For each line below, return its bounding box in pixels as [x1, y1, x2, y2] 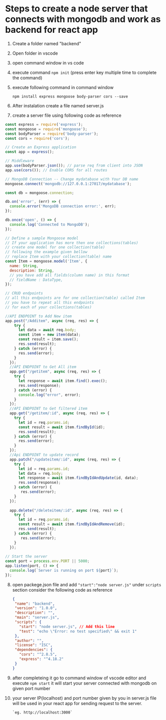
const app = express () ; [5, 150, 55, 155]
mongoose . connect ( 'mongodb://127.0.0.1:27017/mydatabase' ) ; [5, 181, 132, 186]
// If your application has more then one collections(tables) [5, 240, 139, 245]
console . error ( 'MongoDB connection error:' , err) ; [9, 204, 116, 209]
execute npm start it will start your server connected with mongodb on [12, 680, 157, 686]
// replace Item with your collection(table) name [5, 254, 112, 259]
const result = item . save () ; [18, 337, 79, 342]
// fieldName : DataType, [9, 277, 63, 282]
